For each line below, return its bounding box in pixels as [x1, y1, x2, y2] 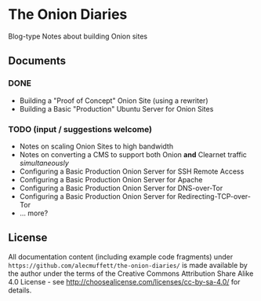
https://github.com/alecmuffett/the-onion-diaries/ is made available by [8, 260, 248, 270]
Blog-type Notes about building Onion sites [8, 31, 147, 41]
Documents [8, 54, 67, 68]
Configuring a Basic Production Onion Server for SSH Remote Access [19, 167, 245, 176]
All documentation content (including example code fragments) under [8, 251, 234, 261]
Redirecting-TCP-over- [177, 191, 251, 201]
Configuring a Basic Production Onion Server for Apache [19, 174, 203, 184]
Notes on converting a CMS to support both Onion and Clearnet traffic [19, 149, 247, 159]
